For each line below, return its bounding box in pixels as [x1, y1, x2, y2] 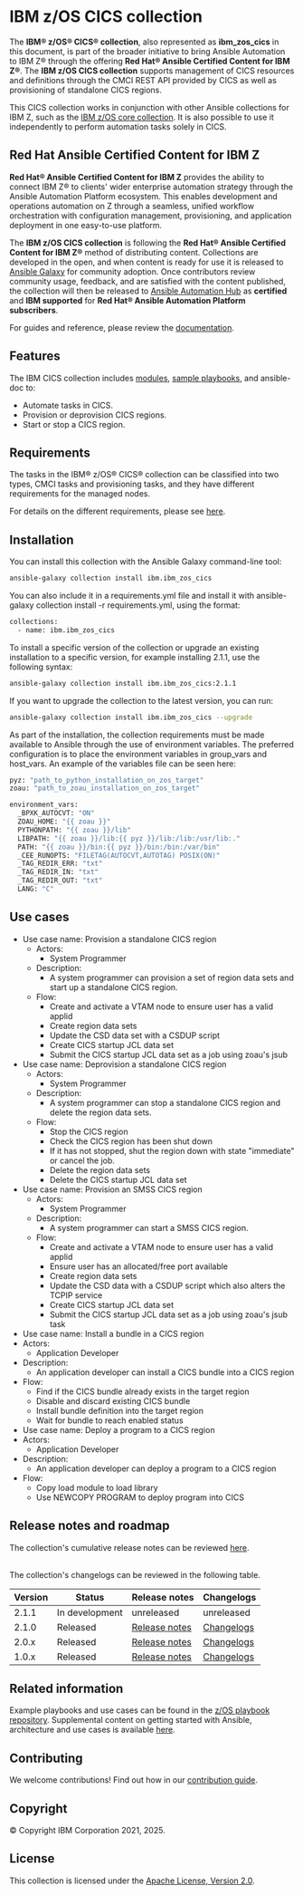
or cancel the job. [49, 1155, 116, 1166]
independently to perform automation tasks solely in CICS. [9, 120, 228, 132]
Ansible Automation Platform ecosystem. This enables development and [9, 190, 278, 201]
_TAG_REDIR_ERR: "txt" [17, 859, 103, 869]
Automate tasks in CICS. [22, 399, 113, 410]
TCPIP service [49, 1289, 103, 1301]
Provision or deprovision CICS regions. [22, 409, 167, 420]
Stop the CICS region [49, 1126, 128, 1137]
